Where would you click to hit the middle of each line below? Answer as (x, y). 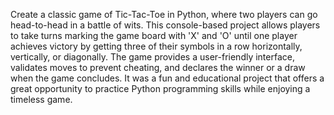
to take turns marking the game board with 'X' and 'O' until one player (154, 35)
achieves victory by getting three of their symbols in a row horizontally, (156, 46)
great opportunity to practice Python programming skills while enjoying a (160, 88)
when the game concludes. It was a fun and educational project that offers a (167, 78)
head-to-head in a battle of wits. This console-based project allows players (165, 25)
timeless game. (41, 99)
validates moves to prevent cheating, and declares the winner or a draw (158, 67)
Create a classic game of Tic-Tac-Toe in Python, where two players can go (164, 14)
